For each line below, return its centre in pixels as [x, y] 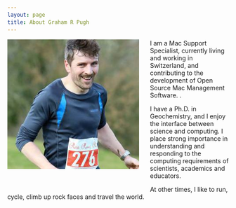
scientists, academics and [188, 168]
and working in [171, 58]
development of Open [182, 80]
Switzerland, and [174, 65]
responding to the [176, 153]
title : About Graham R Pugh [48, 22]
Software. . [166, 95]
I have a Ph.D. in [173, 109]
